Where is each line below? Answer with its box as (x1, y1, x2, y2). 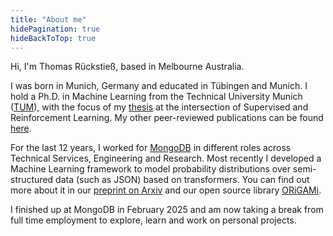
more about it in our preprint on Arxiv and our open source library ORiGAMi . (10, 184, 322, 196)
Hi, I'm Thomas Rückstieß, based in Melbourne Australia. (10, 61, 245, 73)
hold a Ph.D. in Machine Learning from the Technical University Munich (10, 91, 303, 103)
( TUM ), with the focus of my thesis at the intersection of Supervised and (10, 101, 309, 113)
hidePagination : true (10, 24, 101, 34)
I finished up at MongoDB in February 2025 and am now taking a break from (10, 204, 324, 216)
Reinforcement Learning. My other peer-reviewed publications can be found (10, 112, 324, 124)
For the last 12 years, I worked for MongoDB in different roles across (10, 142, 292, 154)
